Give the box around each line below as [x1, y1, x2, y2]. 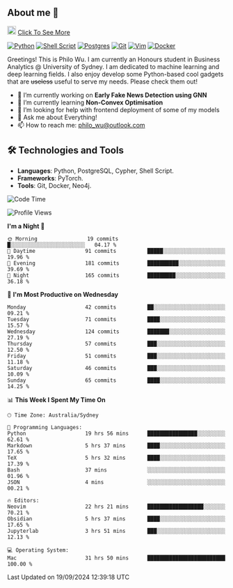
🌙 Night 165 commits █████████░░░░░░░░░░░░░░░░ [7, 272, 226, 279]
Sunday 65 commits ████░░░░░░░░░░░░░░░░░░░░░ [7, 377, 226, 384]
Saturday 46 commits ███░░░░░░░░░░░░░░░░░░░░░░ [7, 364, 226, 371]
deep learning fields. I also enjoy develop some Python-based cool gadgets [7, 70, 224, 78]
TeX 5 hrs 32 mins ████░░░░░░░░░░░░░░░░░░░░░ [7, 454, 226, 461]
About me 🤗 [7, 7, 59, 19]
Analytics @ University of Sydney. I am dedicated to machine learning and [7, 62, 220, 70]
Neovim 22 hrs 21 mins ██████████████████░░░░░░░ [7, 503, 226, 510]
